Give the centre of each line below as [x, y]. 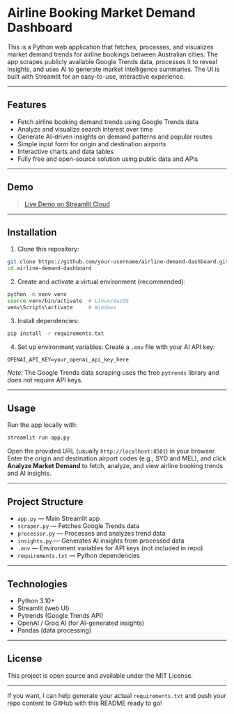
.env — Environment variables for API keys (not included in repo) [110, 548]
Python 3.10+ [36, 600]
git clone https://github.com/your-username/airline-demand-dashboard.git [118, 262]
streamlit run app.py [39, 438]
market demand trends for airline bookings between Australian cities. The [112, 54]
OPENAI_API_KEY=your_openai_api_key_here [68, 359]
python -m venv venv [37, 295]
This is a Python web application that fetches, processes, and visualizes [110, 47]
